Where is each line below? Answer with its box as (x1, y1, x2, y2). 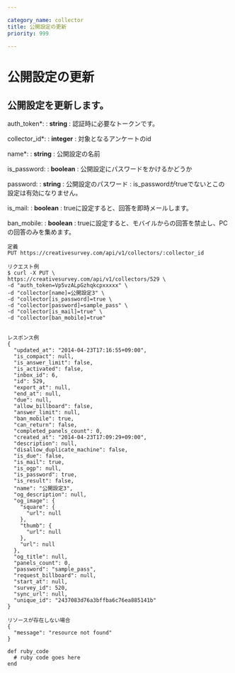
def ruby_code (7, 648, 50, 655)
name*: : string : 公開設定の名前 (7, 150, 101, 158)
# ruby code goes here (13, 655, 81, 662)
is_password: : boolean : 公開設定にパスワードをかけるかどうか (7, 165, 193, 173)
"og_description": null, (13, 491, 87, 498)
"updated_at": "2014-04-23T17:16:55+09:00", (13, 347, 147, 354)
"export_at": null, (13, 384, 71, 392)
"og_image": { (13, 497, 55, 505)
